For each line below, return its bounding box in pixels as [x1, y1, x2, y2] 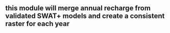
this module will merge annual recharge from [5, 4, 151, 12]
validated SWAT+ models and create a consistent [5, 12, 165, 20]
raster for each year [5, 19, 70, 28]
